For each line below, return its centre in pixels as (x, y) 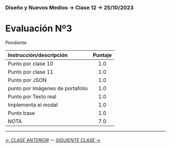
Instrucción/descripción (38, 55)
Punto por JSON (27, 80)
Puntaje (102, 55)
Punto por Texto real (32, 96)
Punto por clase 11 (31, 71)
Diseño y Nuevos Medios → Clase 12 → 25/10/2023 (69, 8)
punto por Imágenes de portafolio (48, 88)
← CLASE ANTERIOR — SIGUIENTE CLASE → (53, 140)
